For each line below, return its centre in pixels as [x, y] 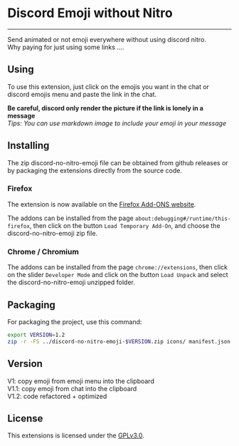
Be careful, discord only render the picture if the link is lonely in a [106, 108]
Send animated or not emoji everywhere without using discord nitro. [107, 39]
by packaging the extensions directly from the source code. [95, 170]
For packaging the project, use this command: [75, 321]
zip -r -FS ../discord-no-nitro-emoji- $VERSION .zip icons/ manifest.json [119, 341]
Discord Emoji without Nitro [90, 13]
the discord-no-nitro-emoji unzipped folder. [71, 282]
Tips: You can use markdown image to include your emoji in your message [117, 123]
